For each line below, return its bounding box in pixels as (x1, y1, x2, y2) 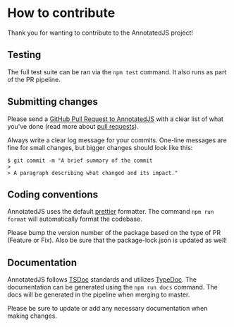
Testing (7, 49, 42, 61)
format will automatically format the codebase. (7, 214, 142, 224)
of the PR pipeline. (7, 75, 61, 84)
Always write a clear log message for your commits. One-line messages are (7, 136, 227, 144)
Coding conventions (7, 188, 99, 200)
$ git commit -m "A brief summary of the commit (7, 157, 153, 164)
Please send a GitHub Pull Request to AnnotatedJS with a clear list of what (7, 115, 224, 123)
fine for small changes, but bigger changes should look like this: (7, 143, 193, 151)
